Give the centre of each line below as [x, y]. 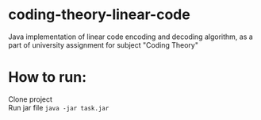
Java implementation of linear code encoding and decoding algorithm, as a [131, 37]
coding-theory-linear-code [99, 15]
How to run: [48, 77]
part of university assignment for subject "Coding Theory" [103, 45]
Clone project [31, 99]
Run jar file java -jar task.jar [59, 107]
